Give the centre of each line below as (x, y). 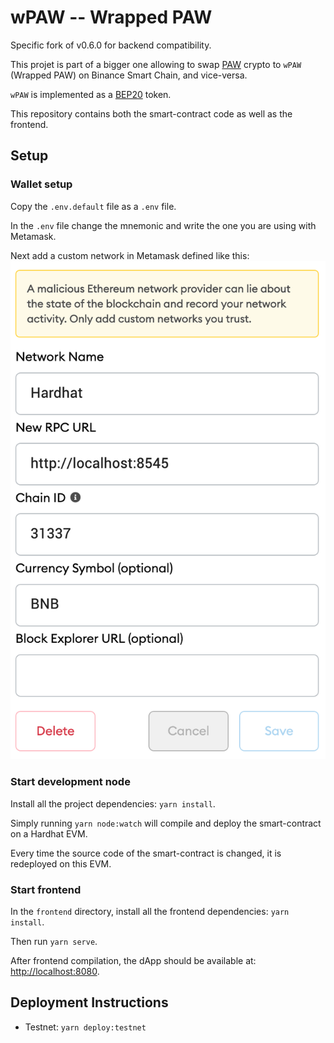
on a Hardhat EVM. (49, 833)
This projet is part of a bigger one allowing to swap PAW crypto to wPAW (156, 64)
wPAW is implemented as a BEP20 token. (91, 94)
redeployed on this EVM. (61, 863)
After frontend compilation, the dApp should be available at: (133, 960)
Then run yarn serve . (54, 941)
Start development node (70, 782)
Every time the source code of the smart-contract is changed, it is (146, 853)
